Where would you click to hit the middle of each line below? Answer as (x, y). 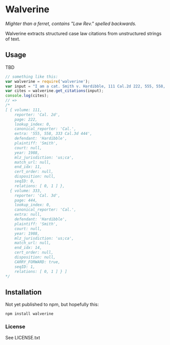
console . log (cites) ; (27, 96)
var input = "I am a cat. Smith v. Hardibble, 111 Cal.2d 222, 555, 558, (86, 86)
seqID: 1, (25, 267)
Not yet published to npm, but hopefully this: (52, 305)
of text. (13, 39)
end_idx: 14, (28, 248)
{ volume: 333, (26, 191)
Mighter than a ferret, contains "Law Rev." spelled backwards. (71, 24)
